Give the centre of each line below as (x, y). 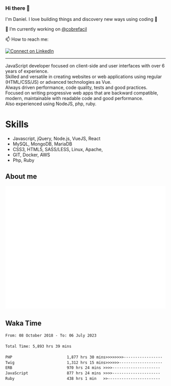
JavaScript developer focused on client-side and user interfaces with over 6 (85, 66)
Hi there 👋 (18, 8)
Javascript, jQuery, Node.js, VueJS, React (56, 139)
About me (21, 176)
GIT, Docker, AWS (31, 155)
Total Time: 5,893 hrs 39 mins (38, 346)
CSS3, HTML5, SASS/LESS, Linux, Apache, (58, 150)
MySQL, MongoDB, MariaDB (42, 144)
